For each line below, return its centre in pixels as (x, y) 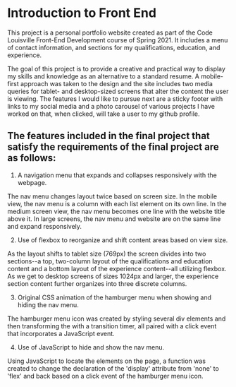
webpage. (32, 182)
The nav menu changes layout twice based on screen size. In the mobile (112, 196)
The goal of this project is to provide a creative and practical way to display (116, 69)
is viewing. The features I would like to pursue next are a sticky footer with (115, 99)
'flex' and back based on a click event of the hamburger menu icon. (105, 376)
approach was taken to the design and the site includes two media (117, 83)
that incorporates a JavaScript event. (61, 333)
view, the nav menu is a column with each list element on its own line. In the (117, 203)
